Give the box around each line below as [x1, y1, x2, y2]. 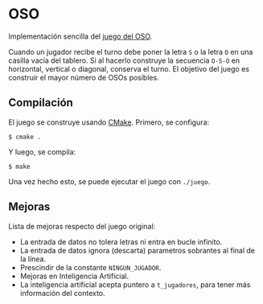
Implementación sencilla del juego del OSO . [8, 31, 153, 41]
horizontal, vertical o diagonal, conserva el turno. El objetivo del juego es [8, 64, 250, 73]
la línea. [19, 254, 47, 264]
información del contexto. [19, 288, 106, 298]
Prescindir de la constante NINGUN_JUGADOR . [19, 262, 162, 272]
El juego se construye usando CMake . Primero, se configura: [8, 117, 210, 127]
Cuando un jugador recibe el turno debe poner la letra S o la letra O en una [8, 47, 253, 56]
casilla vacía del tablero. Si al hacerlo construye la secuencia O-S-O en [8, 55, 240, 65]
